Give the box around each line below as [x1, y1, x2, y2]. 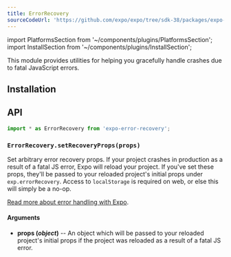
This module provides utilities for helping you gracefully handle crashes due [7, 56, 222, 64]
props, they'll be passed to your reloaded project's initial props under [7, 169, 203, 178]
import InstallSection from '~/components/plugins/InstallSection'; [7, 43, 192, 51]
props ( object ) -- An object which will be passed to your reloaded [16, 229, 204, 238]
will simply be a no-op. [7, 184, 72, 193]
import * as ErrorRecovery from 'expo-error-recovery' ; [7, 125, 170, 132]
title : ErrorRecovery [7, 10, 69, 17]
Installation [7, 83, 56, 95]
